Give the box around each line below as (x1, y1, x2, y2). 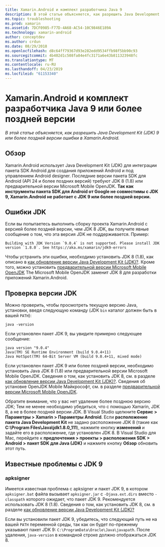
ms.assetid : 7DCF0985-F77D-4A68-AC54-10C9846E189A (5, 26, 111, 31)
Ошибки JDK (5, 208, 46, 217)
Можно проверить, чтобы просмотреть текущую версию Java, (5, 302, 138, 308)
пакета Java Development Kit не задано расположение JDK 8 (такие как (5, 419, 159, 425)
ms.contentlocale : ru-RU (5, 62, 56, 67)
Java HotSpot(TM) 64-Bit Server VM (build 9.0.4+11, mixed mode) (5, 354, 142, 359)
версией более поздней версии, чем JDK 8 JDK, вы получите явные (5, 226, 149, 232)
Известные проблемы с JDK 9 (5, 460, 103, 468)
